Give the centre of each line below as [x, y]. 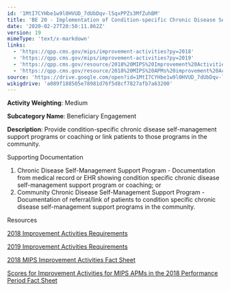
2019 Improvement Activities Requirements [67, 246]
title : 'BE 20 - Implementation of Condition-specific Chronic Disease [111, 20]
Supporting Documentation [45, 157]
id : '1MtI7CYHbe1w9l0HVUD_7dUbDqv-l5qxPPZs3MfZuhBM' [84, 13]
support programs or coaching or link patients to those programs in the [107, 137]
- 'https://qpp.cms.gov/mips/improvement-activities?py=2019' [104, 58]
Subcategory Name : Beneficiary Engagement [72, 116]
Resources [22, 220]
